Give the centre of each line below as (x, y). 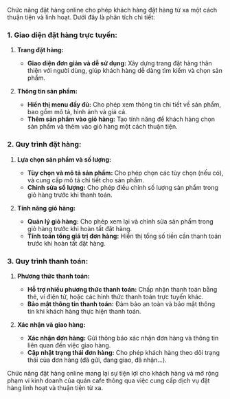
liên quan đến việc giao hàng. (69, 345)
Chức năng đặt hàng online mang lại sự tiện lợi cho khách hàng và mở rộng (113, 373)
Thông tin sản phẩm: (47, 91)
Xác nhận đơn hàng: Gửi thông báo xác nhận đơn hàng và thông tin (123, 338)
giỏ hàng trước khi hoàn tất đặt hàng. (80, 228)
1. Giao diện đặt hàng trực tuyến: (62, 35)
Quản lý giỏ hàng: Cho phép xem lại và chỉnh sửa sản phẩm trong (120, 221)
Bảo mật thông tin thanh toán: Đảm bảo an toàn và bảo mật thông (121, 304)
